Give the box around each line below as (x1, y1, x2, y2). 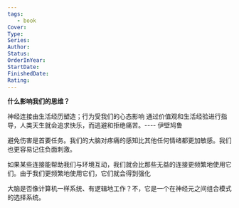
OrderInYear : (7, 57, 46, 64)
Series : (7, 37, 31, 44)
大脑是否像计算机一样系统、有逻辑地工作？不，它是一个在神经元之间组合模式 (7, 184, 232, 193)
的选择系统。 (7, 193, 45, 202)
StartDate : (7, 63, 40, 71)
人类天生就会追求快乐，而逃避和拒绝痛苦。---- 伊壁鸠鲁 (19, 121, 183, 130)
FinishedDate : (7, 70, 50, 77)
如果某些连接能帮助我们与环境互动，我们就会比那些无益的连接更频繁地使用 (7, 160, 225, 169)
